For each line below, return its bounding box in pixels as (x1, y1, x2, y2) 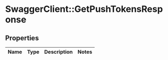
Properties (5, 34, 39, 42)
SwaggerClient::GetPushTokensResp (5, 3, 163, 15)
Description (44, 49, 73, 55)
